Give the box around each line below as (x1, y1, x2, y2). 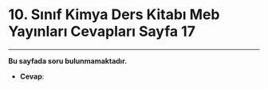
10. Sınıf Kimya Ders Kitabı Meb (8, 6, 220, 24)
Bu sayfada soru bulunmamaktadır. (8, 56, 128, 65)
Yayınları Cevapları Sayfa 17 (8, 22, 195, 41)
